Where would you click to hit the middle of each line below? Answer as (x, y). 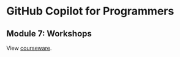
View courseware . (29, 48)
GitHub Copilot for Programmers (90, 11)
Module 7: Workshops (49, 34)
